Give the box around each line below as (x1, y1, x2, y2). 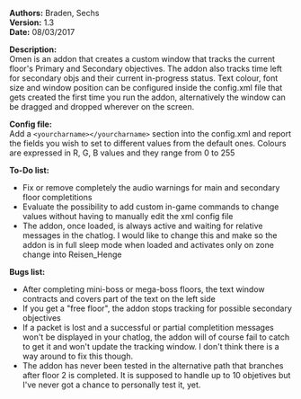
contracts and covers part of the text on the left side (22, 294, 216, 304)
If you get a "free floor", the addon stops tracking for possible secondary (22, 303, 292, 314)
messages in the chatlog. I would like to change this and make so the (22, 230, 278, 241)
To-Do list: (9, 165, 49, 175)
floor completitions (22, 192, 93, 202)
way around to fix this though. (22, 350, 134, 361)
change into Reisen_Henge (22, 249, 122, 260)
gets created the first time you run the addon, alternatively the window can (9, 92, 286, 102)
